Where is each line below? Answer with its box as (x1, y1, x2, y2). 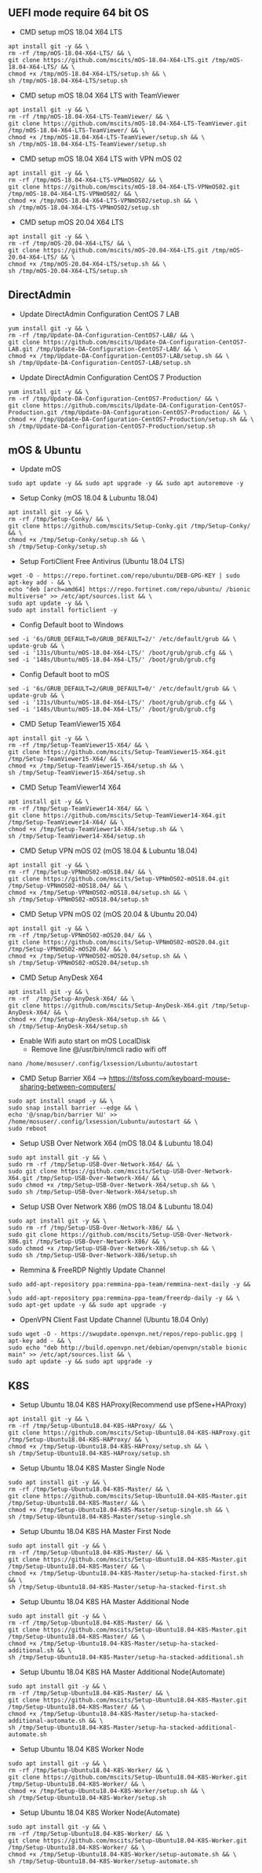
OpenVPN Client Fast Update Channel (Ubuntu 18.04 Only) (19, 1315, 209, 1324)
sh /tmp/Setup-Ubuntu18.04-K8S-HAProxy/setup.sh (8, 1450, 170, 1458)
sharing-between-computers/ (19, 1082, 116, 1091)
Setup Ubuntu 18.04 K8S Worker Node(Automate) (19, 1808, 180, 1817)
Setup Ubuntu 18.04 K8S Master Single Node (19, 1463, 166, 1473)
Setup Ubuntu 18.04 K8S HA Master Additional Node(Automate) (19, 1667, 226, 1677)
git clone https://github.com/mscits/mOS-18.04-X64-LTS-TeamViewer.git (8, 120, 247, 127)
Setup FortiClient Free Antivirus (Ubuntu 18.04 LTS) (19, 557, 185, 566)
